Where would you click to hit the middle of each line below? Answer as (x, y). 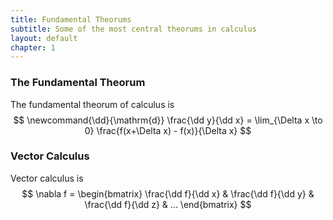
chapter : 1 (33, 47)
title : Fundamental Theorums (71, 19)
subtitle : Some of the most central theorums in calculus (133, 29)
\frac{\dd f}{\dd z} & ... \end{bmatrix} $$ (168, 204)
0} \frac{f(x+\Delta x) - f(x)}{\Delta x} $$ (168, 130)
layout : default (44, 38)
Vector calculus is (47, 178)
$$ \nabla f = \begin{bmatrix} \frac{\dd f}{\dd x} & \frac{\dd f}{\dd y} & (168, 193)
